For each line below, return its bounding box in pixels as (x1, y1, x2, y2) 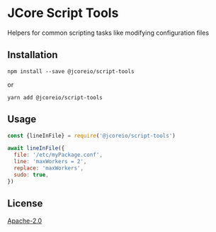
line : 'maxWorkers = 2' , (13, 158, 87, 165)
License (7, 197, 43, 210)
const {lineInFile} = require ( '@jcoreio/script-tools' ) (7, 132, 176, 139)
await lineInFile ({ (7, 145, 65, 152)
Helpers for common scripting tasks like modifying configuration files (7, 28, 210, 37)
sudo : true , (13, 171, 50, 178)
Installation (7, 49, 58, 61)
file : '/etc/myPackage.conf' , (13, 151, 103, 159)
